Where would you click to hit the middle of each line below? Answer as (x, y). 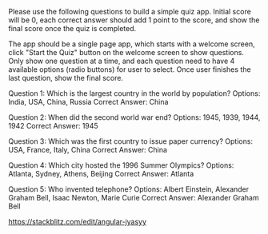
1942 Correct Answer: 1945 (53, 126)
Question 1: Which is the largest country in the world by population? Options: (134, 93)
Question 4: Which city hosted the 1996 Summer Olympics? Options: (121, 165)
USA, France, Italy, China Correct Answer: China (88, 150)
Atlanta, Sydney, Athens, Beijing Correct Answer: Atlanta (101, 174)
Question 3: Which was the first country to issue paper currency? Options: (131, 141)
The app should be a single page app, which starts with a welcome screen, (132, 44)
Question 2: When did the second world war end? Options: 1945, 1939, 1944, (134, 117)
